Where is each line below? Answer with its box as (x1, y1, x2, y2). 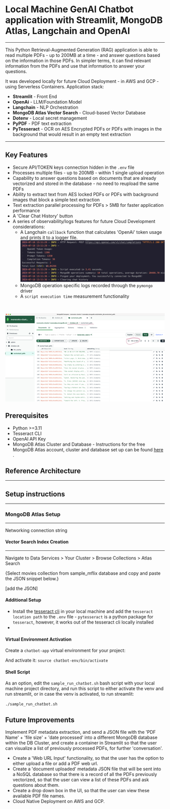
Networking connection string (5, 527, 67, 533)
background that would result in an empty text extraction (12, 131, 131, 137)
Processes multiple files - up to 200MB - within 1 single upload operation (12, 169, 164, 176)
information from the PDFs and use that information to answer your (5, 63, 145, 69)
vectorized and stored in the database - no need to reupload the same (12, 180, 159, 186)
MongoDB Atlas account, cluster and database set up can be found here (12, 446, 163, 453)
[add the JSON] (5, 585, 38, 592)
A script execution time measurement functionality (20, 293, 130, 299)
